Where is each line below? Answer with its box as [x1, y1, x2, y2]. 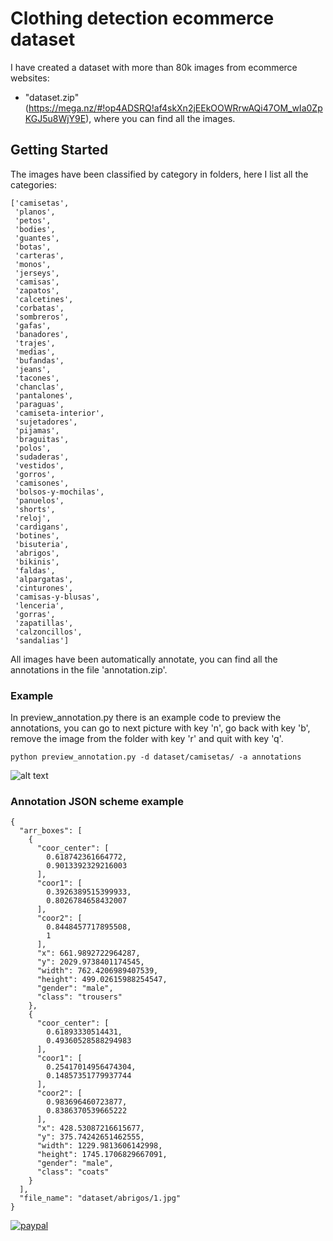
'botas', [14, 242, 52, 252]
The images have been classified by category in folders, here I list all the [10, 168, 309, 180]
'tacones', [14, 373, 60, 383]
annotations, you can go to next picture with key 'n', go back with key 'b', [10, 722, 311, 734]
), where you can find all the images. [85, 112, 236, 124]
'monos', [14, 259, 52, 269]
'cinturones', [14, 583, 74, 593]
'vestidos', [14, 460, 65, 471]
